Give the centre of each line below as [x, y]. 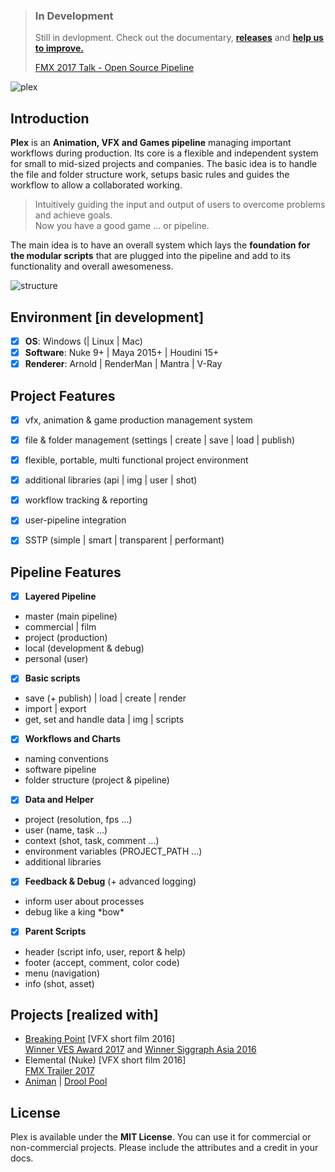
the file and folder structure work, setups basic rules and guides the [150, 175]
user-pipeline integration [75, 520]
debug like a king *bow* [74, 912]
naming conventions [66, 759]
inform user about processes [84, 901]
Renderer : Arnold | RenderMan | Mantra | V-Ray [123, 364]
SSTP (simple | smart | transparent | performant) [124, 540]
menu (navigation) [62, 973]
